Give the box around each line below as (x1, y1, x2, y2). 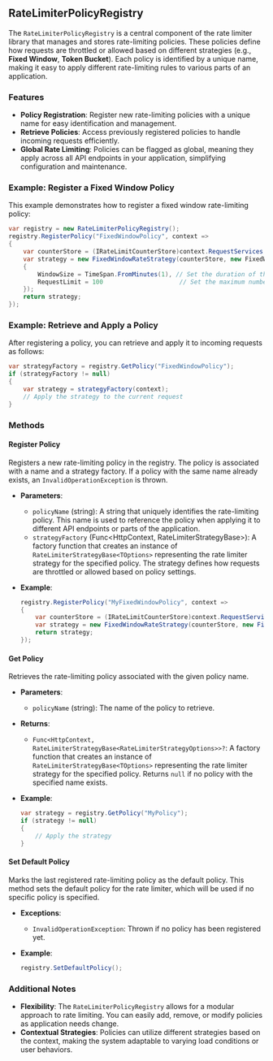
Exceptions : (19, 907, 62, 917)
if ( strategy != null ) (19, 816, 97, 825)
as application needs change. (19, 1019, 119, 1029)
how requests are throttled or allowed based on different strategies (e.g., (8, 45, 252, 55)
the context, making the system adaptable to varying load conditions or (19, 1036, 259, 1046)
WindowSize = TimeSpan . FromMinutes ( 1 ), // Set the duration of (37, 270, 256, 279)
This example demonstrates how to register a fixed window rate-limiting (8, 201, 249, 210)
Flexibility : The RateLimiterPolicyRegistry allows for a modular (19, 1001, 234, 1011)
